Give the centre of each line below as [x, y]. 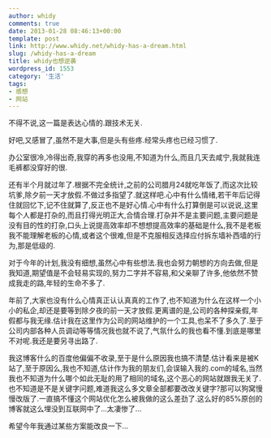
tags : [17, 84]
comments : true [34, 24]
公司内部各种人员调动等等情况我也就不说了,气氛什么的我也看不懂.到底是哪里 [135, 331]
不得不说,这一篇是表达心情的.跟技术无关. [76, 123]
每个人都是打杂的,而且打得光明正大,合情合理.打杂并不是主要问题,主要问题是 [133, 215]
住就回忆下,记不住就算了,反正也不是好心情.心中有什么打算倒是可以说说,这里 [133, 205]
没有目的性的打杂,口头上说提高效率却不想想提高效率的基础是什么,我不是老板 [135, 225]
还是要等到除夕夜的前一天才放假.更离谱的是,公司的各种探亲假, [148, 311]
